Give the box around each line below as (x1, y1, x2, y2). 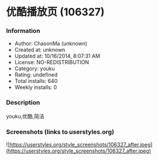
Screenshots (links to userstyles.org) (6, 128, 115, 136)
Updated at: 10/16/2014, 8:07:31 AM (14, 52, 101, 59)
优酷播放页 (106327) (6, 5, 105, 19)
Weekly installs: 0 (14, 84, 57, 91)
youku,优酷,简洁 (6, 112, 45, 119)
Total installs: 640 (14, 78, 58, 85)
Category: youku (14, 65, 56, 72)
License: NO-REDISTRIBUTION (14, 59, 90, 66)
